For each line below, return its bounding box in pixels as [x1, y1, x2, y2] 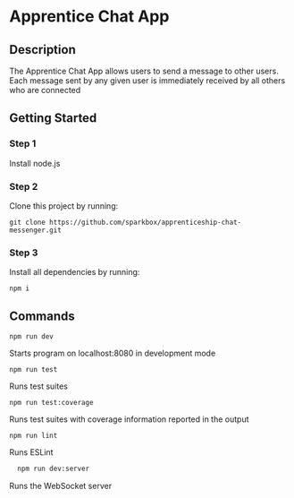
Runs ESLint [9, 447, 54, 458]
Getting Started [9, 110, 97, 126]
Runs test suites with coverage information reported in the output [9, 414, 249, 425]
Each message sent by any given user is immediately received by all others [9, 75, 286, 86]
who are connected [9, 85, 81, 95]
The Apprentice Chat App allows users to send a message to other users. [9, 65, 279, 76]
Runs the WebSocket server [9, 480, 113, 491]
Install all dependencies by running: [9, 267, 140, 278]
